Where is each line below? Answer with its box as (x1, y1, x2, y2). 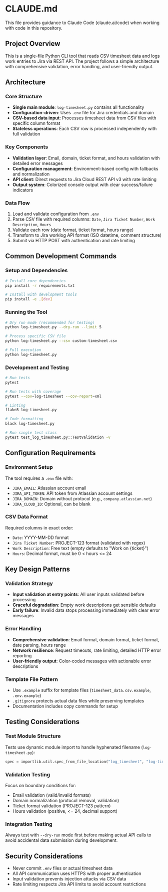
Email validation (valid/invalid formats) (12, 792, 91, 798)
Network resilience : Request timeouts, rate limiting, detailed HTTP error (12, 647, 161, 653)
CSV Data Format (5, 513, 48, 520)
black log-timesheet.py (5, 421, 55, 426)
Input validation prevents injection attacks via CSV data (12, 876, 126, 882)
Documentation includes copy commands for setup (12, 703, 118, 709)
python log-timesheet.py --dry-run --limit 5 (5, 324, 101, 330)
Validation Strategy (5, 580, 53, 587)
